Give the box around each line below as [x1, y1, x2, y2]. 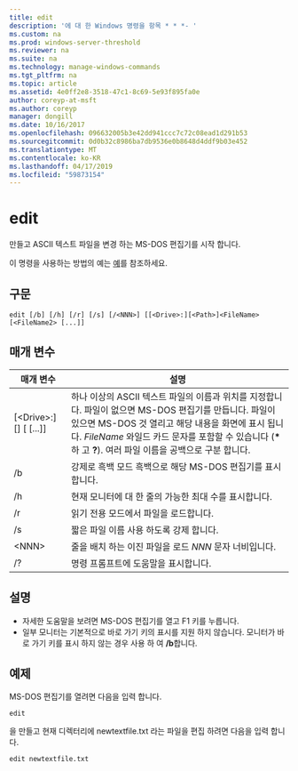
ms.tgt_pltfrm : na [9, 71, 77, 80]
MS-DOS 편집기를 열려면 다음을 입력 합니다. [9, 691, 162, 703]
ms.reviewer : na [9, 46, 69, 55]
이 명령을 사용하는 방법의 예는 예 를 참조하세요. [9, 258, 169, 269]
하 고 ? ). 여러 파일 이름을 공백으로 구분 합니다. [70, 444, 251, 456]
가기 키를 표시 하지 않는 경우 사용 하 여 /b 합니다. [31, 638, 198, 648]
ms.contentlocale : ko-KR [9, 153, 101, 163]
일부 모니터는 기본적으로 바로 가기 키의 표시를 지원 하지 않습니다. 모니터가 [21, 626, 276, 637]
